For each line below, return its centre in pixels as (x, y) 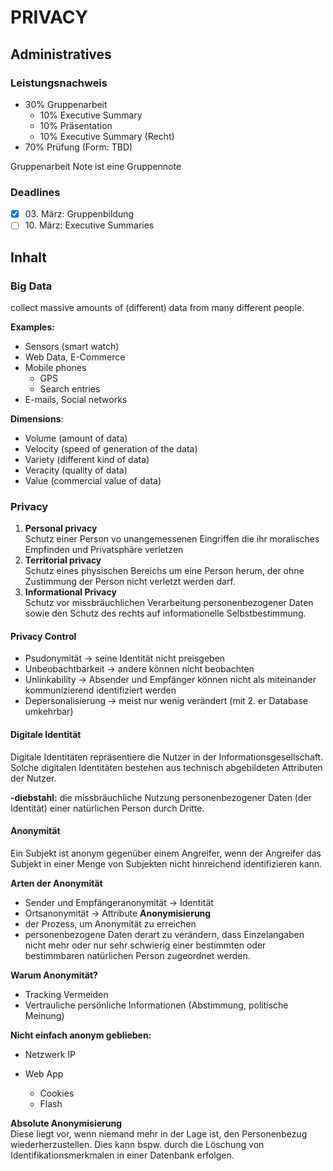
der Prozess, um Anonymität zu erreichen (110, 923)
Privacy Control (43, 636)
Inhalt (28, 257)
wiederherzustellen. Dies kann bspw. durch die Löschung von (137, 1144)
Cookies (57, 1093)
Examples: (32, 327)
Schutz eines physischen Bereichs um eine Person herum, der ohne (164, 571)
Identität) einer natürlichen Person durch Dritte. (107, 808)
